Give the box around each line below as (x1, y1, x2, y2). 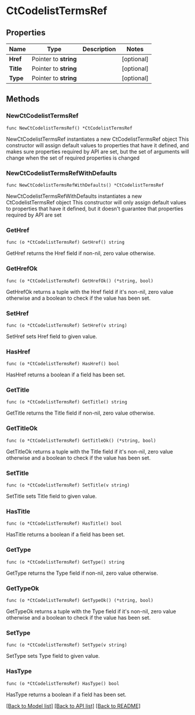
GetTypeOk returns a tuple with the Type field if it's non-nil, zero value (6, 608, 176, 615)
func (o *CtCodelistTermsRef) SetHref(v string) (6, 322, 127, 328)
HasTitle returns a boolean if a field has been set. (6, 531, 125, 538)
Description (82, 45, 116, 53)
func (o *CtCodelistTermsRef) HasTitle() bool (6, 521, 122, 527)
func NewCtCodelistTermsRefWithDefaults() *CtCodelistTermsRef (6, 182, 164, 188)
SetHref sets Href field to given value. (6, 333, 97, 340)
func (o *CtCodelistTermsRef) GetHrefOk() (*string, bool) (6, 278, 154, 284)
